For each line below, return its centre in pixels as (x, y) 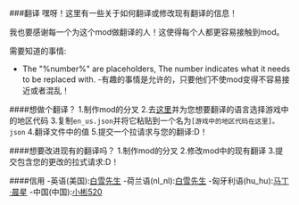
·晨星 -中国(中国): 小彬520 (56, 192)
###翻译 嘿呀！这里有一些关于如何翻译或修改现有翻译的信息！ (124, 13)
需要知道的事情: (38, 51)
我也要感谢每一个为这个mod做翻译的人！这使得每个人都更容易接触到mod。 (147, 32)
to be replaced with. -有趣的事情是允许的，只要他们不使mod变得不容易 (152, 79)
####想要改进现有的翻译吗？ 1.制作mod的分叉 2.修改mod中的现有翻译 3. (142, 151)
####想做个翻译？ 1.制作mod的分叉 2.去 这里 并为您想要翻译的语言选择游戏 (145, 109)
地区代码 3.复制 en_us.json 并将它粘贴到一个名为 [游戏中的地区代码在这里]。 (148, 120)
